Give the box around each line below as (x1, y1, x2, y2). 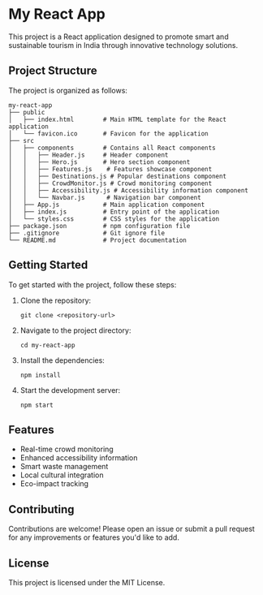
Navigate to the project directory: (19, 326, 131, 335)
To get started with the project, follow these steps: (8, 279, 177, 289)
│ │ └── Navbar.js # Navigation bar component (8, 193, 201, 201)
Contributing (8, 502, 75, 516)
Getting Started (8, 258, 88, 272)
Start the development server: (19, 385, 121, 395)
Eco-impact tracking (19, 479, 89, 489)
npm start (19, 401, 54, 409)
